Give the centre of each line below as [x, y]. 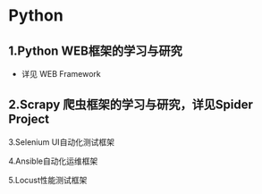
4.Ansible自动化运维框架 [53, 161]
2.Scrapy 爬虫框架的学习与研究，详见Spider [131, 105]
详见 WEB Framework [61, 74]
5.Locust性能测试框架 [48, 180]
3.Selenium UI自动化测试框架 [62, 142]
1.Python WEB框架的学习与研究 [95, 51]
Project [29, 119]
